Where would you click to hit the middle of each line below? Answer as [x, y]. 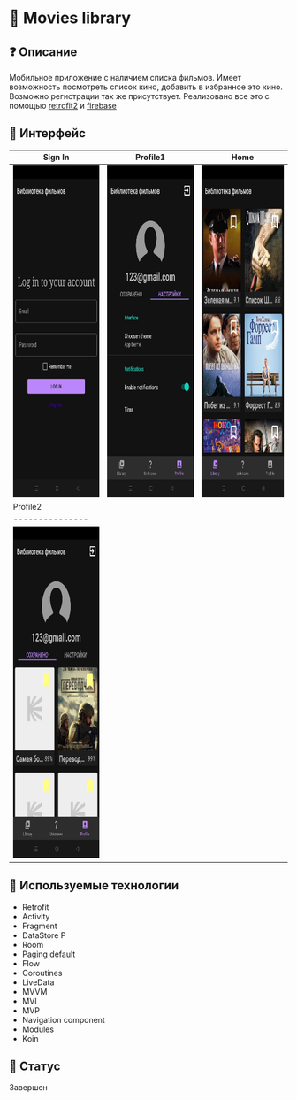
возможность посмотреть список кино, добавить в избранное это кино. [146, 87]
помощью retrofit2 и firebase [63, 106]
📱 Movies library [70, 18]
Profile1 [151, 158]
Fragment [39, 926]
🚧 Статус [35, 1067]
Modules [38, 1029]
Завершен [29, 1088]
